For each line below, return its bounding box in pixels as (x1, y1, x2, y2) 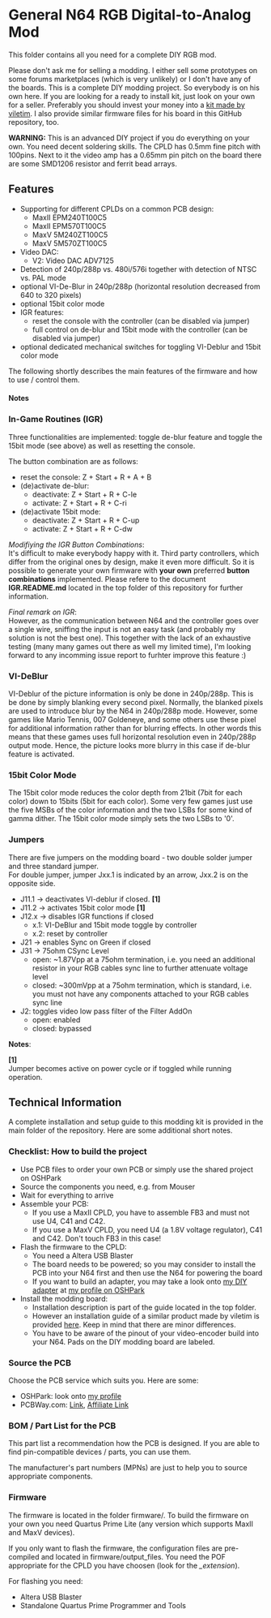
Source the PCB (8, 1357, 71, 1368)
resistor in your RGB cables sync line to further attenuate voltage (32, 963, 248, 973)
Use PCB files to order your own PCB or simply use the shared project (19, 1164, 253, 1174)
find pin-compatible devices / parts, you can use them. (8, 1447, 192, 1457)
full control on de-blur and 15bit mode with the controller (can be (32, 325, 248, 334)
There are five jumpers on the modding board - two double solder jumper (8, 852, 253, 862)
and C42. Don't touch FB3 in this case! (32, 1233, 162, 1243)
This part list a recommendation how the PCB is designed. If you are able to (8, 1439, 260, 1448)
